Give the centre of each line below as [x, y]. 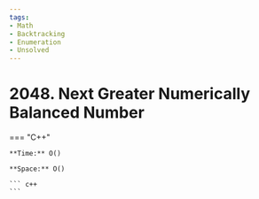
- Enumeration [35, 42]
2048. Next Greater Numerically [130, 94]
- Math [21, 26]
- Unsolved [29, 50]
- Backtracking [37, 34]
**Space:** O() [37, 169]
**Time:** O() [35, 154]
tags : [19, 17]
